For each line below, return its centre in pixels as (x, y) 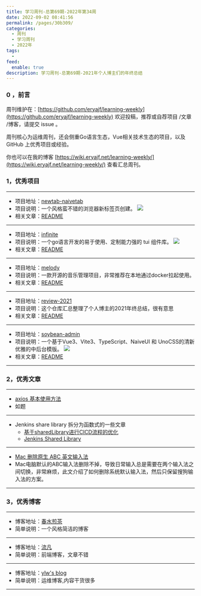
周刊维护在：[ (23, 109)
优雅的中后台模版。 (39, 349)
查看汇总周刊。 (125, 164)
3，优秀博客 (24, 502)
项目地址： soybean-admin (48, 334)
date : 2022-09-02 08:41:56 (40, 17)
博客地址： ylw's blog (41, 573)
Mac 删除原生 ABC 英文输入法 (51, 457)
